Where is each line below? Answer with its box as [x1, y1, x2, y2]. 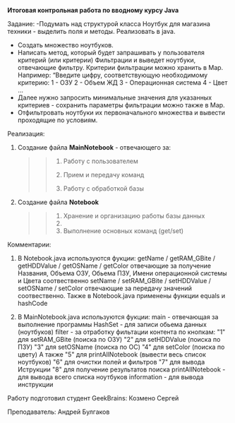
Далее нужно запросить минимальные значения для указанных [17, 93, 212, 102]
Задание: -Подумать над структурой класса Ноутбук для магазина [7, 20, 210, 28]
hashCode [17, 299, 48, 307]
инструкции [17, 381, 54, 388]
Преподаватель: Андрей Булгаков [7, 407, 110, 416]
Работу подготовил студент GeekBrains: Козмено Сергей [7, 394, 179, 402]
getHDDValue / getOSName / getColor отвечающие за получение [17, 261, 212, 270]
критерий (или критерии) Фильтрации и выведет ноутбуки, [17, 56, 196, 64]
